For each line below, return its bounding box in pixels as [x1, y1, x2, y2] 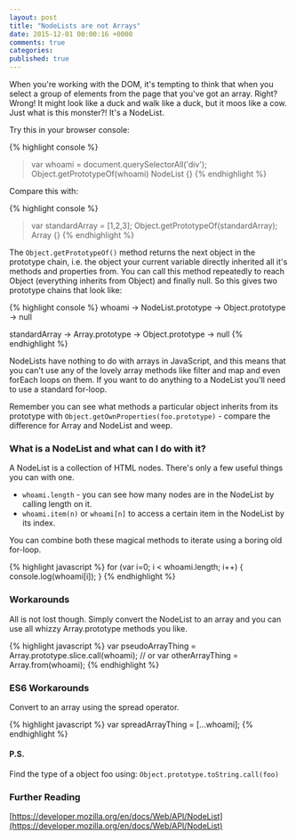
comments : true [9, 37, 66, 47]
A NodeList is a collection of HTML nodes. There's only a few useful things [9, 462, 284, 473]
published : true [9, 54, 69, 63]
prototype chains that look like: [9, 285, 123, 295]
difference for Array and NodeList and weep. [9, 420, 173, 430]
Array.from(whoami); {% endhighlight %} [9, 659, 160, 670]
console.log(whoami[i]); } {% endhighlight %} [9, 571, 176, 582]
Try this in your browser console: [9, 125, 131, 135]
